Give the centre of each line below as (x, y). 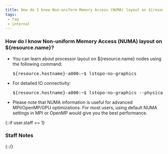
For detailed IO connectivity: (41, 83)
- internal (18, 24)
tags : (11, 15)
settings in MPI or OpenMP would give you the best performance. (80, 113)
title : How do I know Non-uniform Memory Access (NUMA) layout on (76, 10)
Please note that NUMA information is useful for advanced (72, 102)
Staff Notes (19, 135)
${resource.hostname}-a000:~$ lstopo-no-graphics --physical (89, 93)
